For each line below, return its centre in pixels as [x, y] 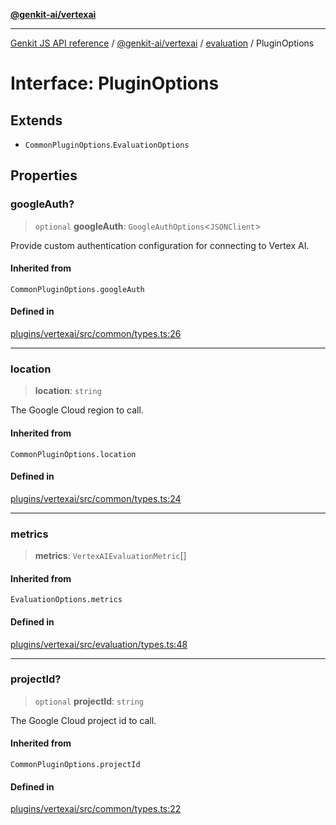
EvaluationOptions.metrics [66, 600]
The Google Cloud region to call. [77, 410]
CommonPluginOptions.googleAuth [77, 289]
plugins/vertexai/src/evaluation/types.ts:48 [99, 644]
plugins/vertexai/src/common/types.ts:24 [96, 498]
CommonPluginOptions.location [73, 454]
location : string [68, 391]
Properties [44, 175]
